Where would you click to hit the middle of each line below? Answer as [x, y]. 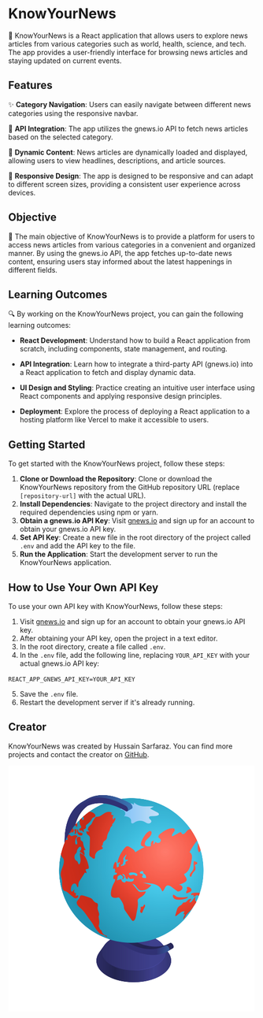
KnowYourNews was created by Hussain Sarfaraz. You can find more [120, 746]
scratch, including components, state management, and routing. [124, 349]
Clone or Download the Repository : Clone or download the [116, 479]
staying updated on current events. [65, 61]
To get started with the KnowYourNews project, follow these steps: [117, 464]
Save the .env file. [49, 694]
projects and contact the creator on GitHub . [79, 754]
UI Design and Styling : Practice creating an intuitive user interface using [137, 388]
